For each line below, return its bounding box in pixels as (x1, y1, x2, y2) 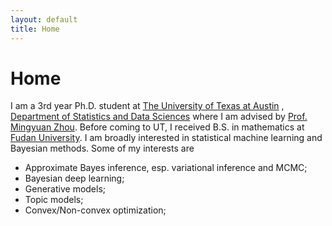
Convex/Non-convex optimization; (24, 204, 167, 216)
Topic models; (24, 194, 84, 206)
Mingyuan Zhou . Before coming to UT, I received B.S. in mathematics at (10, 121, 305, 133)
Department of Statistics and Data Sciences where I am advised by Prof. (10, 111, 308, 123)
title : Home (10, 24, 60, 34)
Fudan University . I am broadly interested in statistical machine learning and (10, 132, 323, 144)
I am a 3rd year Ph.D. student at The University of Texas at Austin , (10, 100, 285, 112)
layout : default (10, 14, 78, 25)
